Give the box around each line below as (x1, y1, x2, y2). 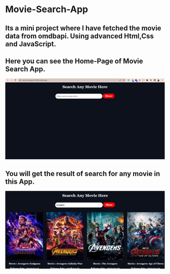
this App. (5, 177, 35, 186)
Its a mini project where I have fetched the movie (5, 24, 161, 32)
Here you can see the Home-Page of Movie (5, 57, 143, 65)
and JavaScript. (5, 40, 57, 48)
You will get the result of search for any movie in (5, 169, 160, 178)
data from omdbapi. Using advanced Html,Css (5, 31, 154, 40)
